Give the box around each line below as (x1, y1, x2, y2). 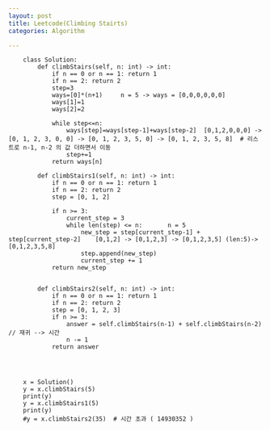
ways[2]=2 (51, 106, 85, 114)
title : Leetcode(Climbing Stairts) (8, 19, 129, 27)
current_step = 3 (65, 215, 125, 223)
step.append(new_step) (80, 249, 158, 258)
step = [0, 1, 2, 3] (51, 306, 121, 315)
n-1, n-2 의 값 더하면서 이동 (23, 144, 112, 152)
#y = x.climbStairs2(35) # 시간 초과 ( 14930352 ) (23, 415, 194, 424)
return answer (51, 343, 99, 351)
